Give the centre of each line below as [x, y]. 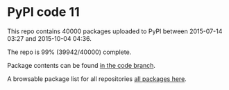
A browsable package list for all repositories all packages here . [97, 79]
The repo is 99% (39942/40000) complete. [69, 52]
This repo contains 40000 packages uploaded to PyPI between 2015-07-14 [115, 31]
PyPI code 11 [43, 12]
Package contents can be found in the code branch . [82, 65]
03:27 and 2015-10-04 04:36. [49, 38]
